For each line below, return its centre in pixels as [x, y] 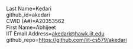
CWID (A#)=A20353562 [35, 21]
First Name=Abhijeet [31, 27]
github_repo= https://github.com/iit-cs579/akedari [66, 40]
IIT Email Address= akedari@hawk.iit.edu [55, 34]
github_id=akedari [28, 15]
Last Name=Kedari [29, 9]
